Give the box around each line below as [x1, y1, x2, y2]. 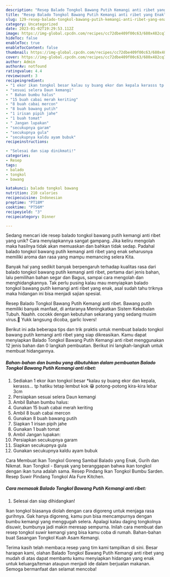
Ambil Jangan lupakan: [13, 432, 61, 438]
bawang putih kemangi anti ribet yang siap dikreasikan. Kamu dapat [6, 332, 147, 338]
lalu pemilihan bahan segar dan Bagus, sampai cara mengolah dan [6, 275, 144, 281]
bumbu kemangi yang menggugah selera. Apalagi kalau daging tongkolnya [6, 519, 161, 525]
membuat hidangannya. [6, 348, 55, 354]
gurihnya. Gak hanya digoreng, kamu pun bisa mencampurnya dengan [6, 513, 152, 519]
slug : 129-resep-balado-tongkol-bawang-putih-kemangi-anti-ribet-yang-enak [6, 17, 168, 22]
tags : [6, 163, 17, 168]
